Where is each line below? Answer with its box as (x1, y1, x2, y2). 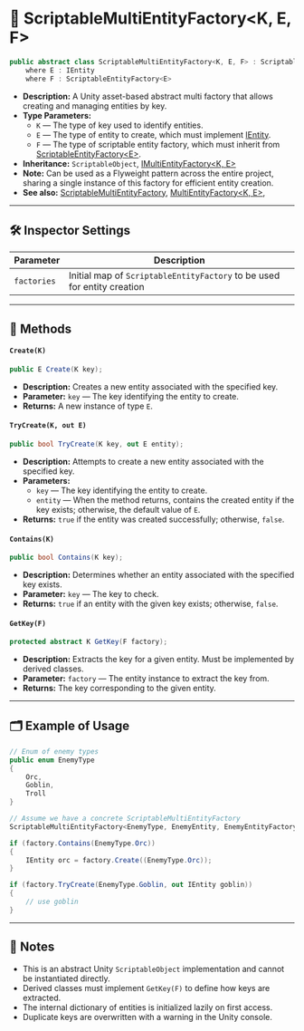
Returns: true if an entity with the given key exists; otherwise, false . (22, 598, 279, 609)
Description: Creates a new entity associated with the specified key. (22, 381, 279, 392)
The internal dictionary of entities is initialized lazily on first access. (22, 1001, 273, 1013)
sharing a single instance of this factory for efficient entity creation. (22, 177, 274, 188)
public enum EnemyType (9, 756, 95, 765)
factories (14, 276, 56, 286)
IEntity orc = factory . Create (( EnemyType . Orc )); (25, 855, 213, 864)
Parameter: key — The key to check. (22, 589, 159, 599)
